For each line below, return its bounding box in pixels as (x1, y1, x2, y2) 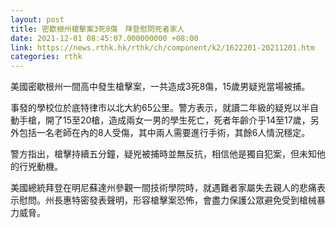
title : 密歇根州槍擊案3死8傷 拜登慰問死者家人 (10, 24, 185, 34)
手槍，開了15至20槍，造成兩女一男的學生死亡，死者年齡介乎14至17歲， (18, 114, 311, 126)
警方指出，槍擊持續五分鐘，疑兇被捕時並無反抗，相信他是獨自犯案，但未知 (10, 148, 317, 160)
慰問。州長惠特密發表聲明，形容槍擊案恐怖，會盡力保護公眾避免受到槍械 (18, 194, 317, 206)
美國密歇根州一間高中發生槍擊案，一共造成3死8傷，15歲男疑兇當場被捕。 (10, 81, 311, 93)
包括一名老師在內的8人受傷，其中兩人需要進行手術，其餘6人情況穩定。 (18, 127, 311, 139)
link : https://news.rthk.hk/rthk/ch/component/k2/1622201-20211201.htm (10, 42, 315, 53)
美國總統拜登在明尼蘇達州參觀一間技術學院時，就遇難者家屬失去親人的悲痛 (10, 182, 317, 194)
